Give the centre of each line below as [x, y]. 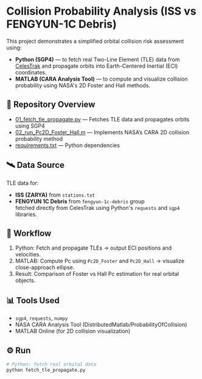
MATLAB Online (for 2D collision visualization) [73, 331]
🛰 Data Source [36, 165]
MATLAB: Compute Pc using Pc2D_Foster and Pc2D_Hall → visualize [99, 261]
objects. [25, 280]
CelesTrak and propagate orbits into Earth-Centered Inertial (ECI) [96, 66]
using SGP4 [30, 126]
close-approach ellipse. [45, 267]
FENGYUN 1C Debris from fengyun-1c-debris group [80, 201]
